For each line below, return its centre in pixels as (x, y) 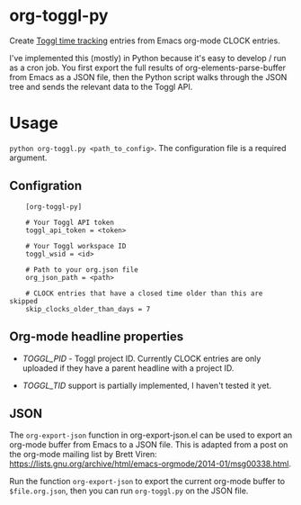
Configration (46, 186)
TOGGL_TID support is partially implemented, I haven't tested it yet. (147, 385)
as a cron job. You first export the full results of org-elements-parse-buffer (147, 68)
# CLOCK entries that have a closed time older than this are (144, 293)
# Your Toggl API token (70, 222)
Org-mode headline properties (97, 337)
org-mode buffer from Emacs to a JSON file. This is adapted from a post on (149, 445)
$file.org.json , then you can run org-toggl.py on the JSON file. (129, 491)
